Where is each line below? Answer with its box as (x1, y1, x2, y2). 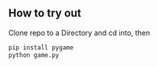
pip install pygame (8, 44, 74, 52)
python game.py (8, 51, 60, 59)
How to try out (8, 6, 82, 20)
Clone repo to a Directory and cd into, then (8, 27, 151, 37)
